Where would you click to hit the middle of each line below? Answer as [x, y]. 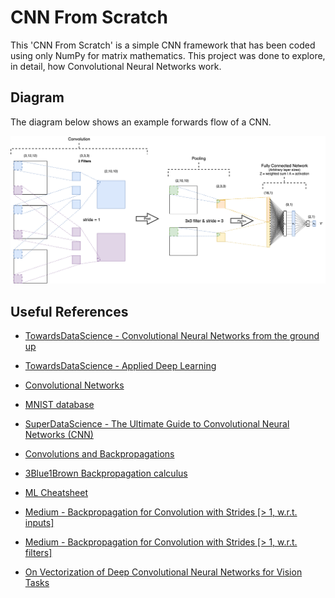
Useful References [69, 311]
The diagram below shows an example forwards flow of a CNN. [141, 122]
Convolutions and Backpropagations [99, 454]
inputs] [39, 523]
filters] [38, 553]
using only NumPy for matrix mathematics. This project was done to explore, [168, 55]
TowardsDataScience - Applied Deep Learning [120, 366]
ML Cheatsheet [56, 493]
